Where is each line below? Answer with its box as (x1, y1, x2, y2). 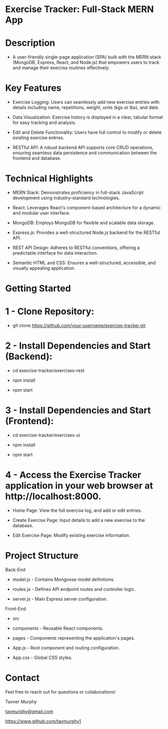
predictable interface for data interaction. (12, 250, 98, 256)
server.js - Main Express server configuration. (12, 596, 108, 602)
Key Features (5, 82, 62, 94)
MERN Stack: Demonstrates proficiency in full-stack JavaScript (12, 190, 144, 195)
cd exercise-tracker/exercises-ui (12, 432, 80, 438)
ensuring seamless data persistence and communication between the (12, 150, 157, 156)
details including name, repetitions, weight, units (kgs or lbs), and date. (12, 104, 159, 110)
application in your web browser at (5, 480, 153, 492)
